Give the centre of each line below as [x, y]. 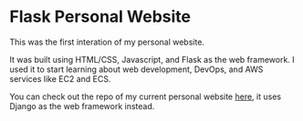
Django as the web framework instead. [82, 106]
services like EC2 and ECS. [60, 78]
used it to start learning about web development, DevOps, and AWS [136, 69]
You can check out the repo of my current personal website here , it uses [145, 96]
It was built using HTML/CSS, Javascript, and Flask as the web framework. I [152, 59]
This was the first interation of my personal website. [107, 42]
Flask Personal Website [100, 17]
